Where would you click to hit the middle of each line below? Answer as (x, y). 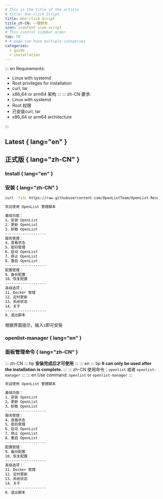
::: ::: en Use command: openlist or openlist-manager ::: (77, 375)
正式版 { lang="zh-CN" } (42, 159)
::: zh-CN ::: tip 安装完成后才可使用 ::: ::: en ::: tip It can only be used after (78, 364)
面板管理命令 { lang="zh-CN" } (42, 352)
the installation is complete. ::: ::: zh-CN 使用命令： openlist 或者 (70, 370)
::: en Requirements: (25, 69)
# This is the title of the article (42, 9)
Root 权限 (22, 106)
